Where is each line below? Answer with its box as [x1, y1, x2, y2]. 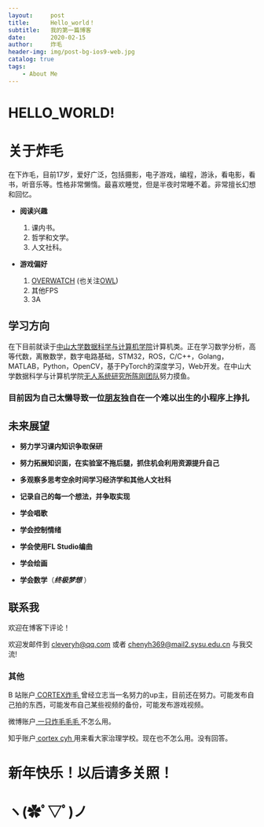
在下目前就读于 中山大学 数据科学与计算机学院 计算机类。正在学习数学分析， [8, 341, 249, 351]
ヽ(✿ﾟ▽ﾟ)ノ [8, 803, 88, 821]
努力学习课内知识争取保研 [19, 442, 103, 451]
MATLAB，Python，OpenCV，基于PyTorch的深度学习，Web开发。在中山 [8, 361, 245, 370]
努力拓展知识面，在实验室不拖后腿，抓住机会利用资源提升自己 [19, 458, 220, 468]
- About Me [22, 70, 58, 78]
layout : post [8, 11, 65, 20]
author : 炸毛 [8, 41, 63, 49]
